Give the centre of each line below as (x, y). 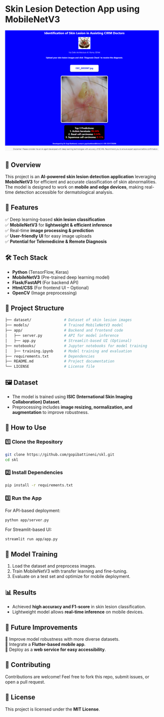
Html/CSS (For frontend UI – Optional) (51, 287)
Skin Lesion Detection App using (72, 9)
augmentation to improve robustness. (51, 412)
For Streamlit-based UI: (29, 529)
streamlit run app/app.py (31, 539)
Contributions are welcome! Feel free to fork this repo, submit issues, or (77, 676)
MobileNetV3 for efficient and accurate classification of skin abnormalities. (81, 182)
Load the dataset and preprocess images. (54, 566)
